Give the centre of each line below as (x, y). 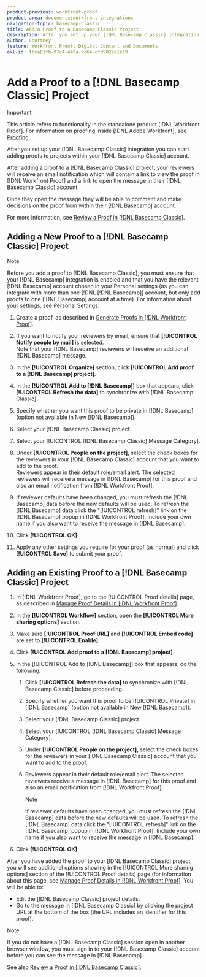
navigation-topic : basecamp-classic (54, 23)
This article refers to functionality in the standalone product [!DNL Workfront (103, 124)
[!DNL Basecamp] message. (51, 355)
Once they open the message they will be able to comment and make (94, 199)
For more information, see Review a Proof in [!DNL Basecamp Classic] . (96, 217)
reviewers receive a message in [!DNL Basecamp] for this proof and (111, 781)
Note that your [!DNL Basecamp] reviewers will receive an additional (102, 349)
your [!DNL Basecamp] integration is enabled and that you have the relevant (103, 279)
